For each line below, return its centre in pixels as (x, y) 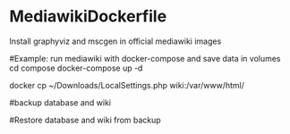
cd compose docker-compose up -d (76, 68)
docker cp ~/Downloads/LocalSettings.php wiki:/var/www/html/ (127, 85)
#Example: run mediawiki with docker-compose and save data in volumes (145, 58)
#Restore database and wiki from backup (85, 120)
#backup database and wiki (60, 102)
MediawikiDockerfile (88, 17)
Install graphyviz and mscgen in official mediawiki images (115, 41)
